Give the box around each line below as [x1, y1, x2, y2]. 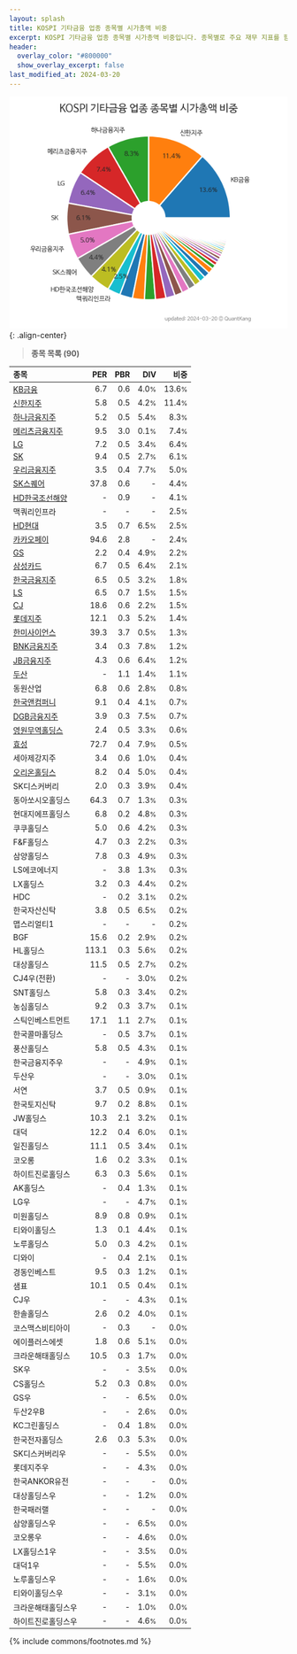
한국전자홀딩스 [12, 1434, 64, 1445]
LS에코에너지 [12, 864, 59, 876]
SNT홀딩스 [12, 987, 51, 998]
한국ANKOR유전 [12, 1476, 69, 1487]
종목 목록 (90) [30, 348, 80, 359]
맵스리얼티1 [12, 919, 55, 930]
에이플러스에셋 [12, 1336, 64, 1347]
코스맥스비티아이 [12, 1322, 71, 1333]
